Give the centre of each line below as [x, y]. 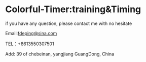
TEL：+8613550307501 [30, 44]
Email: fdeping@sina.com [31, 33]
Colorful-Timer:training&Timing [73, 9]
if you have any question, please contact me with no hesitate [69, 23]
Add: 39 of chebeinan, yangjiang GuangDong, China [60, 54]
